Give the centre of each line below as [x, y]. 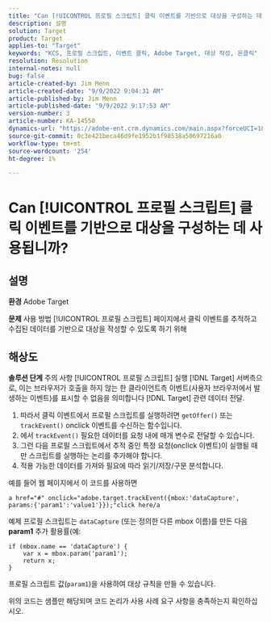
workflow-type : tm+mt [45, 143]
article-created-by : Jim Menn [59, 83]
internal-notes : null [45, 69]
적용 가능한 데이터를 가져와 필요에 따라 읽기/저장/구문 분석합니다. [122, 466]
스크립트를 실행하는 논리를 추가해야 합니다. [96, 456]
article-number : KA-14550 [52, 121]
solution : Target [38, 31]
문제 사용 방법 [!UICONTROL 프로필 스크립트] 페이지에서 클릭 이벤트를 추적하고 [133, 319]
